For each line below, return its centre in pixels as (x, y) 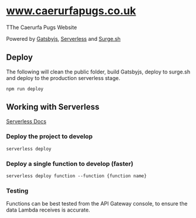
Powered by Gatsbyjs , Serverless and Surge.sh (63, 39)
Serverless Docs (26, 121)
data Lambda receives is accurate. (48, 210)
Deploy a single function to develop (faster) (70, 163)
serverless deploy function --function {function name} (76, 176)
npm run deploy (25, 89)
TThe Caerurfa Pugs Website (41, 27)
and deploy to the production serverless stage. (63, 78)
